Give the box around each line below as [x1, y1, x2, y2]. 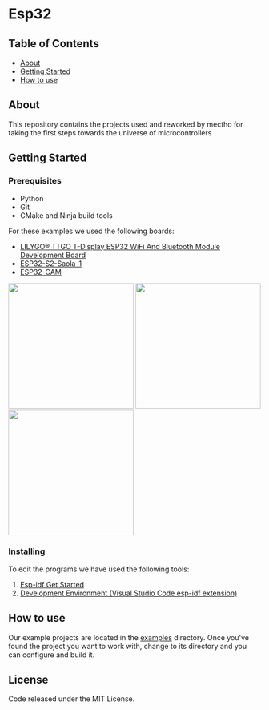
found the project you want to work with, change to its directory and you [8, 641, 247, 651]
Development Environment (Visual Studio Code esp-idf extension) [19, 588, 238, 598]
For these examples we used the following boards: [8, 226, 175, 236]
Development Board [19, 250, 86, 260]
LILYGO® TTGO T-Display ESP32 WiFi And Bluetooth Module [19, 241, 220, 251]
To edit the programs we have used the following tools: [8, 564, 190, 574]
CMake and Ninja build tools [19, 210, 114, 220]
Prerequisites [8, 175, 62, 187]
